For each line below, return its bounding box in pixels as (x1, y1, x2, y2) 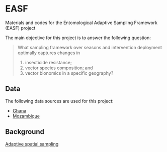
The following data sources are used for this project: (5, 98, 114, 104)
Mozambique (12, 113, 40, 119)
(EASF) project (5, 25, 36, 31)
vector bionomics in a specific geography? (25, 70, 114, 76)
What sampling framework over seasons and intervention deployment (17, 44, 162, 50)
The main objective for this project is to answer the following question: (5, 35, 151, 41)
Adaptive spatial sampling (5, 141, 59, 147)
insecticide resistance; (25, 59, 72, 65)
